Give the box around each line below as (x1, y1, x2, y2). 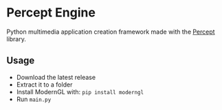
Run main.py (16, 95, 52, 103)
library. (6, 34, 27, 43)
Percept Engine (6, 5, 96, 21)
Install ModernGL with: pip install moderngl (16, 87, 144, 96)
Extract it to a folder (16, 80, 73, 89)
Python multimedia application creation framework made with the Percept (6, 27, 215, 36)
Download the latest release (16, 73, 96, 81)
